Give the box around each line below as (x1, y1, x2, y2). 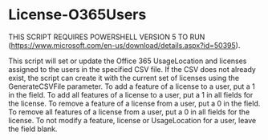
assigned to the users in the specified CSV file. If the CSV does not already (8, 64, 257, 74)
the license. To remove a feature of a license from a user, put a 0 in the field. (8, 98, 261, 108)
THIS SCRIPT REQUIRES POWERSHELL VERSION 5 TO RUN (8, 32, 205, 42)
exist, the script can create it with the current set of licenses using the (8, 73, 239, 82)
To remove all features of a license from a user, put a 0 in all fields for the (8, 106, 250, 117)
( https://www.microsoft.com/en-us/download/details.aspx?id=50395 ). (8, 40, 241, 50)
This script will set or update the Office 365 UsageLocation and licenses (8, 56, 247, 66)
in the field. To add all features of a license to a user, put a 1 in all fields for (8, 90, 254, 99)
